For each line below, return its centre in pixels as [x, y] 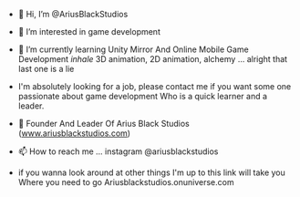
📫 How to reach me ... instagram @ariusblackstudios [118, 151]
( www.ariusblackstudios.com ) [74, 133]
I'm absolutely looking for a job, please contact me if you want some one [155, 86]
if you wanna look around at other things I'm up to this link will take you [151, 172]
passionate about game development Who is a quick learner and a [142, 96]
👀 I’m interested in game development [89, 31]
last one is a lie [46, 69]
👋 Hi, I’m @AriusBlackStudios [73, 14]
